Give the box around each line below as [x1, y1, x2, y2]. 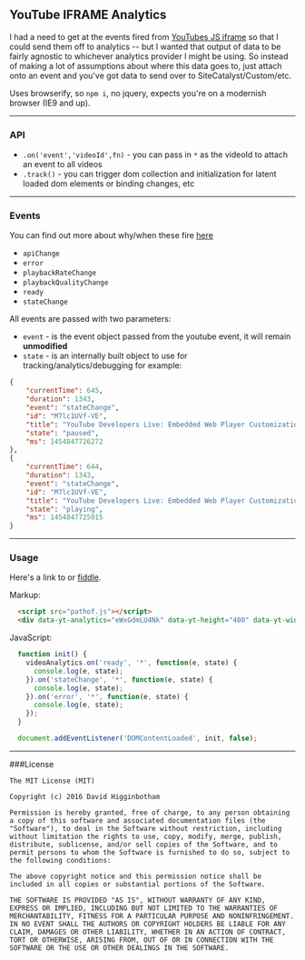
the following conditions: [9, 855, 112, 865]
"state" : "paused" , [25, 428, 100, 437]
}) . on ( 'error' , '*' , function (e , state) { [25, 692, 189, 701]
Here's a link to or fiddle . [9, 572, 102, 583]
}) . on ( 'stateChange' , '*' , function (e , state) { [25, 675, 213, 685]
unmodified [22, 341, 68, 352]
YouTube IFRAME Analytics [9, 7, 167, 23]
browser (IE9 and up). [9, 97, 91, 108]
